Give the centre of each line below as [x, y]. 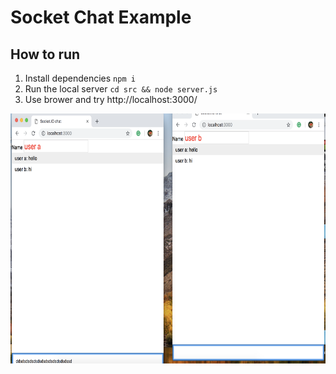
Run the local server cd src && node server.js [121, 89]
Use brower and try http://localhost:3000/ [111, 99]
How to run [45, 54]
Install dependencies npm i [80, 78]
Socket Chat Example [101, 17]
